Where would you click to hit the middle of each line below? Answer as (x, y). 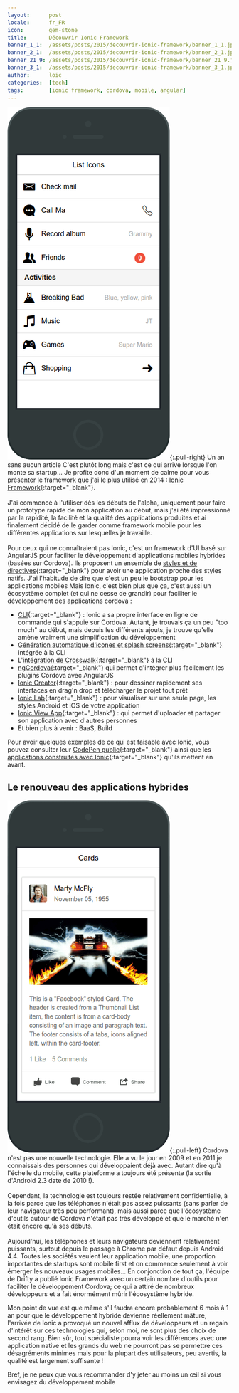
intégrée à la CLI (42, 653)
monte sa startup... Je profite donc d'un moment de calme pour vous (108, 473)
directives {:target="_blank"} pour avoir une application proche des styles (115, 571)
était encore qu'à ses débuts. (50, 1226)
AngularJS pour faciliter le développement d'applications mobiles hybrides (117, 556)
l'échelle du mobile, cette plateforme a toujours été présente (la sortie (110, 1173)
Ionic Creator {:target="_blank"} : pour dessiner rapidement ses (110, 683)
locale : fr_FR (36, 22)
